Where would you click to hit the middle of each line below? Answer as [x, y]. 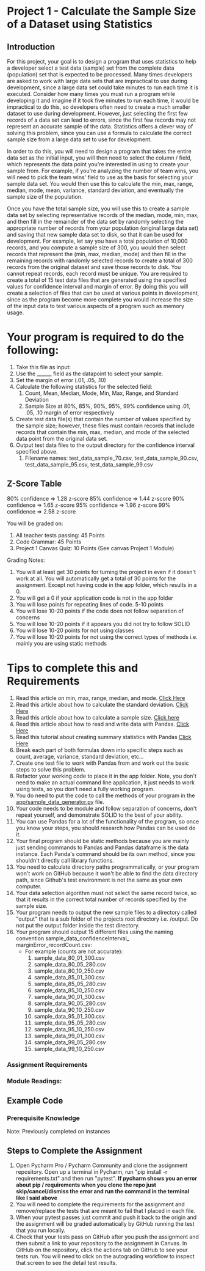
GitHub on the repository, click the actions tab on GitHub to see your [102, 1250]
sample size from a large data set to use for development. [79, 139]
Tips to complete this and [73, 668]
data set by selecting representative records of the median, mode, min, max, [103, 215]
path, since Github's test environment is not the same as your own [99, 880]
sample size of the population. [45, 197]
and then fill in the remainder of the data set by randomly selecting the [95, 222]
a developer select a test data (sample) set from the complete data [91, 68]
